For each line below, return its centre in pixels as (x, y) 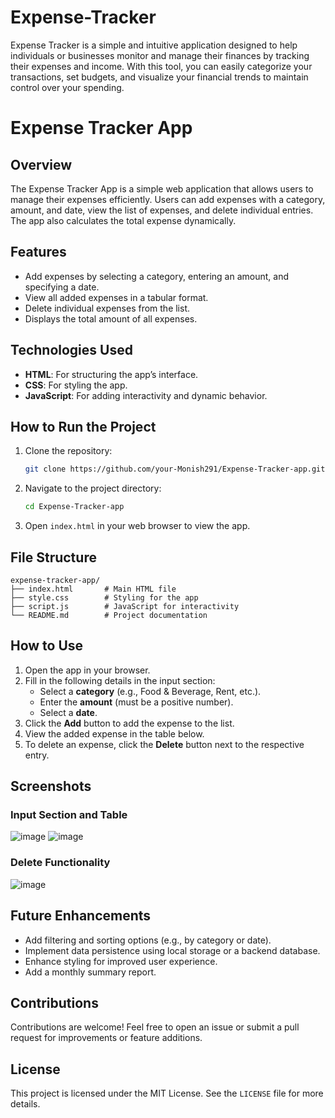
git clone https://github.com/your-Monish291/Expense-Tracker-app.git (175, 469)
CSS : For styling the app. (76, 385)
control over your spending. (67, 87)
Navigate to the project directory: (93, 488)
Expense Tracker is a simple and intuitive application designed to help (154, 45)
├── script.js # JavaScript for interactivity (125, 606)
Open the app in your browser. (87, 670)
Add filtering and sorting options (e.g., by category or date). (148, 940)
